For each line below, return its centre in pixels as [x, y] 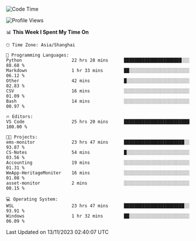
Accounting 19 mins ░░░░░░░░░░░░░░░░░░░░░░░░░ [98, 163]
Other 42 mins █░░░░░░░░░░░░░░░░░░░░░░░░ [98, 81]
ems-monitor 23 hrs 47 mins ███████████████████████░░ [98, 142]
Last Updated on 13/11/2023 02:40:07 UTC [58, 232]
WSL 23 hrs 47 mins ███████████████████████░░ [98, 206]
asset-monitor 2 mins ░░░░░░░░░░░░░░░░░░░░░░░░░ [98, 183]
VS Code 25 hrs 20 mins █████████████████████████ [98, 122]
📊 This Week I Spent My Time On [47, 32]
